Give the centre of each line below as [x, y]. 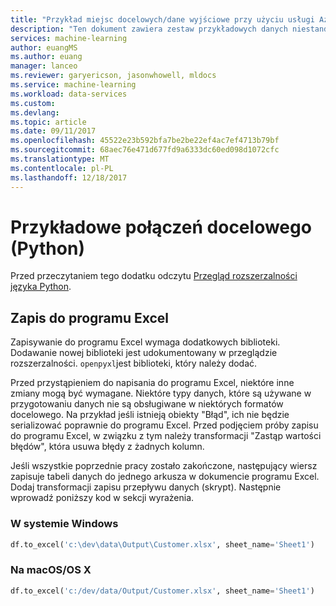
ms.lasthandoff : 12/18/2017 [69, 177]
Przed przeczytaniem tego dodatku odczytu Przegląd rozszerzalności [154, 276]
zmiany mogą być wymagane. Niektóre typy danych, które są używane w [161, 393]
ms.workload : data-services [69, 94]
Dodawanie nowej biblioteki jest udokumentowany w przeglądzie [144, 353]
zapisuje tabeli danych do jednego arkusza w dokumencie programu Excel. [165, 477]
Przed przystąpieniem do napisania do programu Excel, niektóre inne [152, 383]
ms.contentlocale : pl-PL [62, 168]
